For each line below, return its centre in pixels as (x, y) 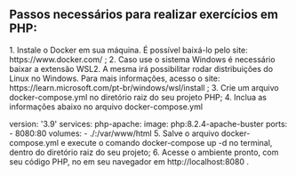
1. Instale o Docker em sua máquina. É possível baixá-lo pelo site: (129, 50)
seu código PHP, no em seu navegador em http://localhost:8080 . (129, 161)
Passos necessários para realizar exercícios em (144, 15)
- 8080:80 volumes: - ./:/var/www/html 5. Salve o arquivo (114, 133)
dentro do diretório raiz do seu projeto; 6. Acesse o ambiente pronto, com (144, 152)
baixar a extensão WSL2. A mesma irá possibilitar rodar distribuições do (141, 68)
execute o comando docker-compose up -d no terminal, (170, 142)
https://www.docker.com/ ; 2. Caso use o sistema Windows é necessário (142, 59)
